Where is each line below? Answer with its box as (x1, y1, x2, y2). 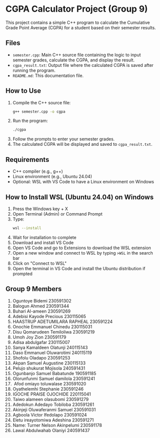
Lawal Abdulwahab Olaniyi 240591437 (12, 427, 90, 433)
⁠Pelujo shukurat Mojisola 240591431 (12, 365, 85, 371)
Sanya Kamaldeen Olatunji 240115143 (12, 344, 88, 350)
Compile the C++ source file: (12, 100, 71, 105)
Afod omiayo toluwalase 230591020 (14, 380, 87, 386)
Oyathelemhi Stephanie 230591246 (12, 386, 84, 392)
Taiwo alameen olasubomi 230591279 (12, 396, 89, 402)
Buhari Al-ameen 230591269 (12, 308, 71, 314)
